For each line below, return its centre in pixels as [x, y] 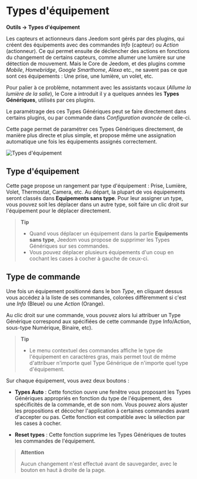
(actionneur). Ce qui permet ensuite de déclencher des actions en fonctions [98, 51]
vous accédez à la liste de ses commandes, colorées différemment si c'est [96, 297]
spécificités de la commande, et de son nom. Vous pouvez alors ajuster [101, 404]
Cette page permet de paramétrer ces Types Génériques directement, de [95, 129]
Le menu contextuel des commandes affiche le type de [96, 350]
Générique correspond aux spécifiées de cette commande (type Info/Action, [98, 321]
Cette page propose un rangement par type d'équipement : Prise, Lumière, [96, 185]
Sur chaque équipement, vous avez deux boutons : [68, 380]
